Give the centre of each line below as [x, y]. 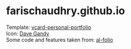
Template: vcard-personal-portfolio [49, 27]
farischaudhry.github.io [65, 11]
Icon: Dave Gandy [28, 33]
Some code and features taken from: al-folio [60, 40]
